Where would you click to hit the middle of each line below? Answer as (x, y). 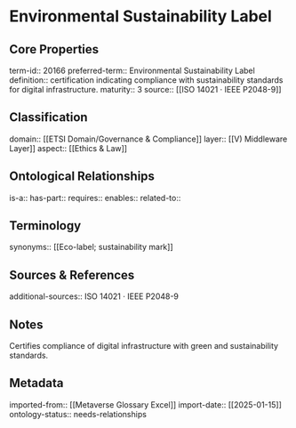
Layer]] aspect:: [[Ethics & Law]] (68, 148)
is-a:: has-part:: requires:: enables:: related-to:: (95, 198)
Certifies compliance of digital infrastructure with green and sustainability (144, 346)
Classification (48, 117)
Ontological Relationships (82, 177)
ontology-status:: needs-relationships (78, 414)
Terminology (45, 226)
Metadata (36, 383)
